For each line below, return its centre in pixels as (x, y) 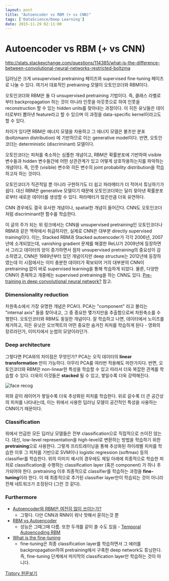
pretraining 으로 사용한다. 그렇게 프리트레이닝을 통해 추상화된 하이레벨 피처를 (81, 446)
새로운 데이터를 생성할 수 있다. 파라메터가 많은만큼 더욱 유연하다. (82, 197)
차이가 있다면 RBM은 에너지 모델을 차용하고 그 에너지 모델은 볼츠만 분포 (75, 132)
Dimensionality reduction (37, 295)
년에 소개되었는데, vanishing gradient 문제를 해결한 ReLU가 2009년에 (74, 244)
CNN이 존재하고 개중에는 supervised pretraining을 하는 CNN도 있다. (74, 275)
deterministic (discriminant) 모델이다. (57, 144)
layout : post (19, 10)
